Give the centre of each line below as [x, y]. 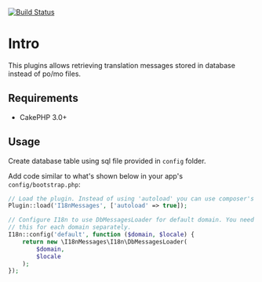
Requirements [43, 98]
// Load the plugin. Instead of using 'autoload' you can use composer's [131, 199]
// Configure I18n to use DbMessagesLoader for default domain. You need [131, 220]
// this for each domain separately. [70, 227]
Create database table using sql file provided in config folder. [107, 161]
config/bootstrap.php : [44, 184]
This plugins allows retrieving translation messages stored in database [122, 65]
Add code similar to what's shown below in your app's [95, 175]
